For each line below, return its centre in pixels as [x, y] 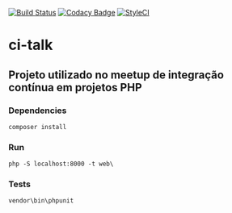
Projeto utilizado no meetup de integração [116, 75]
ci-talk [31, 45]
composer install [38, 127]
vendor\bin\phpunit [41, 201]
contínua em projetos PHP [76, 88]
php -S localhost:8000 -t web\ [61, 164]
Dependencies [38, 111]
